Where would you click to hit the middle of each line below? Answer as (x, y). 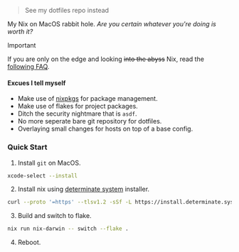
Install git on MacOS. (49, 163)
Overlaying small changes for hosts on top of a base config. (105, 129)
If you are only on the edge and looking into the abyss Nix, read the (106, 59)
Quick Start (27, 147)
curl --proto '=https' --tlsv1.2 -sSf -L (70, 202)
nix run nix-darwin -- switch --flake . (68, 229)
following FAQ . (28, 66)
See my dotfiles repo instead (67, 10)
